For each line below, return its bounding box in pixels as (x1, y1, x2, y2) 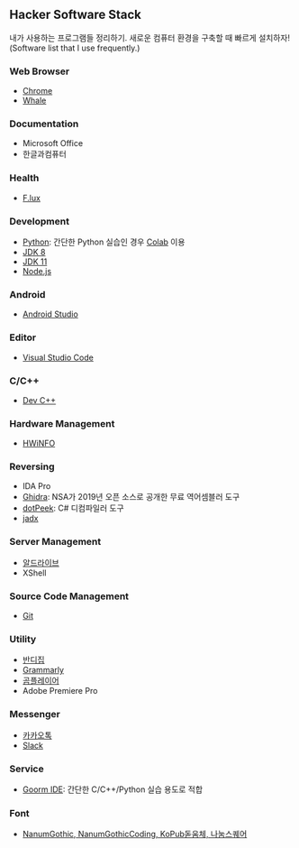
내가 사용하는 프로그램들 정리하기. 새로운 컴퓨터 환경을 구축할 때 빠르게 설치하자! (9, 32, 291, 43)
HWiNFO (22, 438, 56, 449)
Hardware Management (9, 417, 115, 429)
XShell (22, 567, 47, 578)
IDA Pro (22, 481, 51, 492)
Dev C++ (22, 394, 57, 405)
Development (9, 215, 70, 227)
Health (9, 171, 40, 184)
